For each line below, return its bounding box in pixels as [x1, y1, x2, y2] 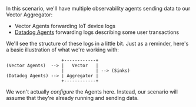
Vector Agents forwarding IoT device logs [14, 23, 116, 29]
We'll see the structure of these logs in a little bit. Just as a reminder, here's [6, 40, 189, 47]
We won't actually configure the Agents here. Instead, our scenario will [6, 88, 178, 95]
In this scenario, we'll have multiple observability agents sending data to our [6, 5, 191, 12]
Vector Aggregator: [6, 11, 53, 18]
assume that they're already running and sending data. [6, 95, 139, 101]
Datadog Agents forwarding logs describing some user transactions [14, 29, 180, 36]
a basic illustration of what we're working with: [6, 46, 119, 53]
